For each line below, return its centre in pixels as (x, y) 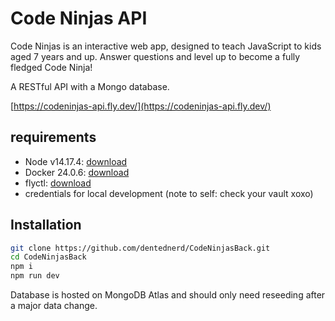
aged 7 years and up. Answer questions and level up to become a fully (155, 56)
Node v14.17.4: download (76, 161)
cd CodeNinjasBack (48, 257)
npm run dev (35, 276)
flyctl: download (58, 183)
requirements (53, 137)
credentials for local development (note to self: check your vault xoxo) (169, 193)
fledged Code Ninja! (51, 67)
